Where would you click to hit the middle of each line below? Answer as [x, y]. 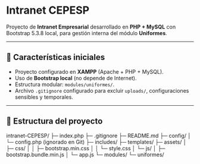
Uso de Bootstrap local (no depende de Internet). [76, 78]
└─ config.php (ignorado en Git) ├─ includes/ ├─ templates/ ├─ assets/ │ [96, 142]
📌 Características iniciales [56, 57]
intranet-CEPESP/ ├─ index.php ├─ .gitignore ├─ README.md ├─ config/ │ [99, 135]
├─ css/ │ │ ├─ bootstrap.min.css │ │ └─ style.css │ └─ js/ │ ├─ [86, 148]
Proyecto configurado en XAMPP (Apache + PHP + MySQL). [89, 71]
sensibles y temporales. [44, 97]
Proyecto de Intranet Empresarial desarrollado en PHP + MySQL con [91, 27]
